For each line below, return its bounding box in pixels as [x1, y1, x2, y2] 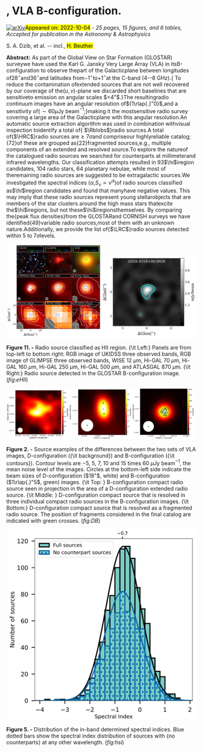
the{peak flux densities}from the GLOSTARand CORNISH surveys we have [6, 212, 191, 220]
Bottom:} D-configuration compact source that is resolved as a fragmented [6, 505, 192, 512]
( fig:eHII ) [6, 376, 28, 383]
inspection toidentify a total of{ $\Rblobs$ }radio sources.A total [6, 126, 164, 134]
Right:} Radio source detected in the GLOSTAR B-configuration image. [6, 369, 180, 377]
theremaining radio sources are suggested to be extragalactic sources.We [6, 172, 191, 179]
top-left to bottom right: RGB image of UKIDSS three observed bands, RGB [6, 350, 191, 358]
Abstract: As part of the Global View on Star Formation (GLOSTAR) [6, 54, 173, 61]
